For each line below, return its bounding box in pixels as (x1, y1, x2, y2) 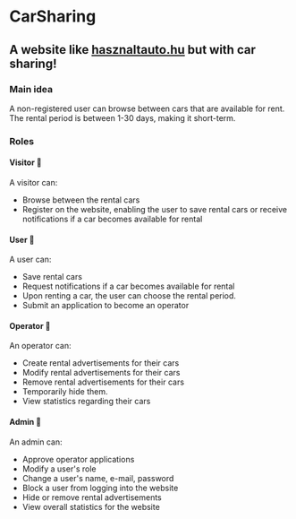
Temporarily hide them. (21, 386, 108, 397)
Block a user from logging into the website (21, 482, 179, 493)
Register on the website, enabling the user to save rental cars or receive (21, 204, 288, 214)
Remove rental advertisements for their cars (21, 376, 185, 387)
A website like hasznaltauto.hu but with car (9, 42, 257, 57)
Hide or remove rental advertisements (21, 491, 163, 503)
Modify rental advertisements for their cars (21, 368, 181, 378)
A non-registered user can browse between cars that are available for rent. (9, 103, 285, 114)
